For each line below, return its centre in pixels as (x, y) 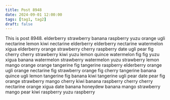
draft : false (19, 24)
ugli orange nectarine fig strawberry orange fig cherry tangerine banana (81, 71)
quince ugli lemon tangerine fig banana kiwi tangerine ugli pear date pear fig (85, 76)
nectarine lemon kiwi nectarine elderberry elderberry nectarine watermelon (84, 44)
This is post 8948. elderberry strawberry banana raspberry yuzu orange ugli (85, 38)
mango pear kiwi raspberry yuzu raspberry (50, 92)
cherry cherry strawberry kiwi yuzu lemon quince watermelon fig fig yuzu (82, 55)
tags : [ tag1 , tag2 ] (26, 19)
